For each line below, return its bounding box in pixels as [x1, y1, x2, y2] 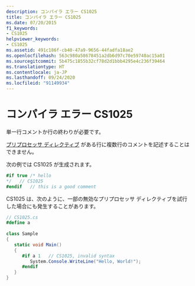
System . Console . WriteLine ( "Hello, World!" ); [30, 258, 142, 264]
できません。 [6, 148, 37, 155]
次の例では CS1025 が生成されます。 [6, 160, 95, 168]
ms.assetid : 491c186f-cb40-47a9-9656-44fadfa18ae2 [6, 47, 134, 53]
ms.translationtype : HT [6, 63, 65, 70]
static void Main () [14, 242, 62, 248]
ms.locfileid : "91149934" [6, 81, 70, 86]
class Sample [6, 231, 38, 237]
